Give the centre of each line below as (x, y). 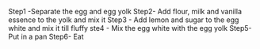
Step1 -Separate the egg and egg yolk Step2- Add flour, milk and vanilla (125, 11)
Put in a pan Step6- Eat (46, 36)
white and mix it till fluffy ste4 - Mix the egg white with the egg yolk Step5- (130, 28)
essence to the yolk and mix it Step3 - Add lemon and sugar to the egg (124, 20)
